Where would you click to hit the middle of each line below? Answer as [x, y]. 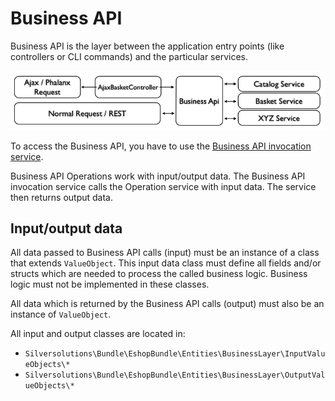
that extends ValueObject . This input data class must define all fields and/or [166, 263]
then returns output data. [61, 197]
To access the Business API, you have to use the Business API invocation [161, 146]
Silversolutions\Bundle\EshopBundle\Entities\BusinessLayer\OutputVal [175, 375]
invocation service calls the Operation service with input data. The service [163, 186]
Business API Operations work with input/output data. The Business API [158, 176]
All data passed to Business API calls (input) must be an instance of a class [165, 253]
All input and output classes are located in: [98, 334]
